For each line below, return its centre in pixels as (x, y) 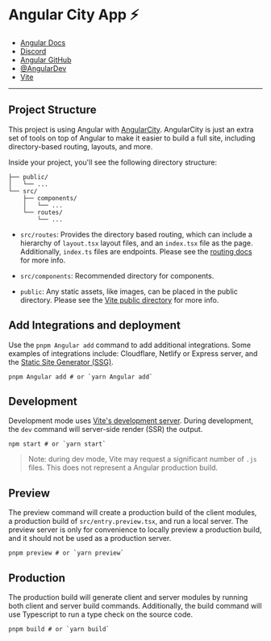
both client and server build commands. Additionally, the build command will (135, 606)
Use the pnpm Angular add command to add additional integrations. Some (130, 345)
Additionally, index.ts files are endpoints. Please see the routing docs (136, 251)
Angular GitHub (46, 60)
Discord (33, 51)
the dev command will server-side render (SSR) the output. (106, 429)
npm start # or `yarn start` (57, 444)
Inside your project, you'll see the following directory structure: (113, 162)
